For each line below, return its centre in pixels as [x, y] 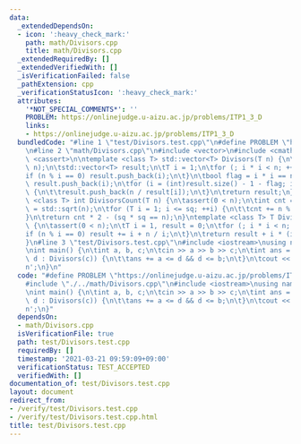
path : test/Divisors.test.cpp [73, 342]
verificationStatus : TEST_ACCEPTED [84, 367]
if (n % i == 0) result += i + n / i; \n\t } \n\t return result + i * [154, 234]
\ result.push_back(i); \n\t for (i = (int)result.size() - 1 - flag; [156, 184]
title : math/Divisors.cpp [74, 51]
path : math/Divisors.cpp [72, 43]
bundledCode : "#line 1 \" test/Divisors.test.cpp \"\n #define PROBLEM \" [154, 142]
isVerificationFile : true [66, 334]
